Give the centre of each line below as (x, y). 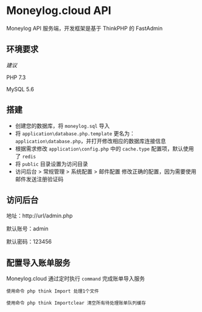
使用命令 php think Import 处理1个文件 (53, 291)
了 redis (26, 156)
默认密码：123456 (29, 242)
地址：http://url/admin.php (40, 216)
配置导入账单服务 (38, 263)
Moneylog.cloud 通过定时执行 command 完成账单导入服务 (76, 278)
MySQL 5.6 (20, 89)
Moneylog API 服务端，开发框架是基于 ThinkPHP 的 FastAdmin (85, 28)
